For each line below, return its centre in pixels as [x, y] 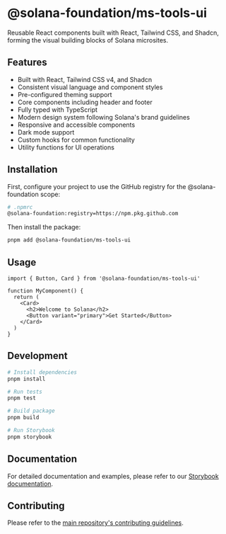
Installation [32, 170]
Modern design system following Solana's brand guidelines [104, 117]
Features [27, 63]
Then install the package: [44, 227]
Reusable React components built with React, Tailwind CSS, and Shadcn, [113, 33]
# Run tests [25, 392]
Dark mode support [46, 132]
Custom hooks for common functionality [76, 140]
